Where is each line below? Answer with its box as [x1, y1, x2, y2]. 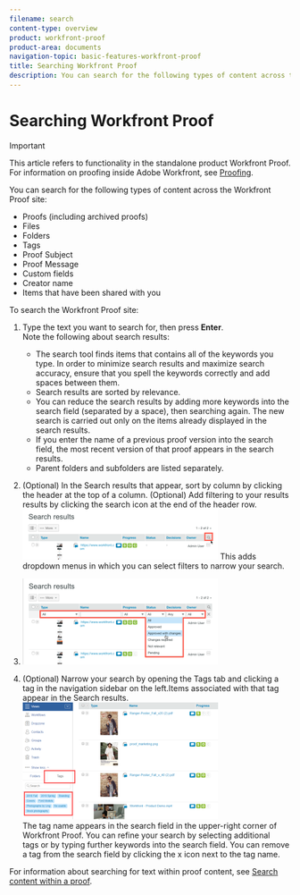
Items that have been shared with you [21, 287, 162, 298]
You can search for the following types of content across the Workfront [9, 184, 271, 195]
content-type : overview [9, 23, 98, 33]
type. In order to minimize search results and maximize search [35, 358, 265, 368]
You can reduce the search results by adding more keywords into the [35, 396, 290, 407]
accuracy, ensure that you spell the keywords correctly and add [35, 367, 271, 378]
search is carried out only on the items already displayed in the [35, 415, 268, 426]
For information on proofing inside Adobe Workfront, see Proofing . [9, 166, 254, 178]
